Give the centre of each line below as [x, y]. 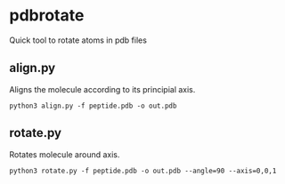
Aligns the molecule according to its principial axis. [102, 89]
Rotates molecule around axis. [65, 154]
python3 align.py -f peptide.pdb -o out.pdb [93, 106]
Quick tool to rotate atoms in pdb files [78, 40]
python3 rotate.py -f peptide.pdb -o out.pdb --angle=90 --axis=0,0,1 [143, 171]
